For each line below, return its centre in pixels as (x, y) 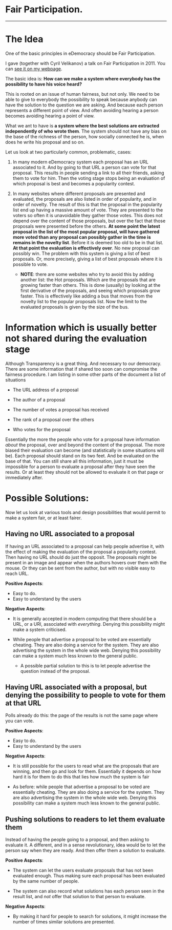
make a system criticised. (39, 629)
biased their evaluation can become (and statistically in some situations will (85, 450)
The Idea (24, 39)
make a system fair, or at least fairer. (44, 518)
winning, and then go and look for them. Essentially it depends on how (87, 771)
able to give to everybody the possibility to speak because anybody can (81, 99)
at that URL (23, 703)
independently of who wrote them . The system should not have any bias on (86, 131)
